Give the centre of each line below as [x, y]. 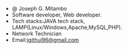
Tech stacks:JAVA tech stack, [48, 21]
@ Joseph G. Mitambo [39, 9]
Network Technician [36, 34]
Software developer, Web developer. [57, 15]
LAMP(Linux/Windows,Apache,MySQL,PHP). [67, 27]
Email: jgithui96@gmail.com [45, 40]
